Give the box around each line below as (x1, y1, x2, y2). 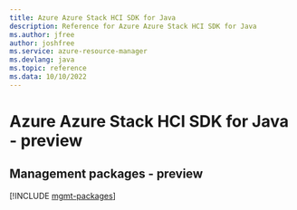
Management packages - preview (9, 167, 204, 182)
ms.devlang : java (9, 55, 75, 64)
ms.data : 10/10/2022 (9, 72, 88, 81)
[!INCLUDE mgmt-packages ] (9, 190, 116, 201)
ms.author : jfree (9, 30, 75, 39)
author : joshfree (9, 38, 75, 48)
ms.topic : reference (9, 64, 88, 73)
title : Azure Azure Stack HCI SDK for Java (9, 13, 177, 23)
